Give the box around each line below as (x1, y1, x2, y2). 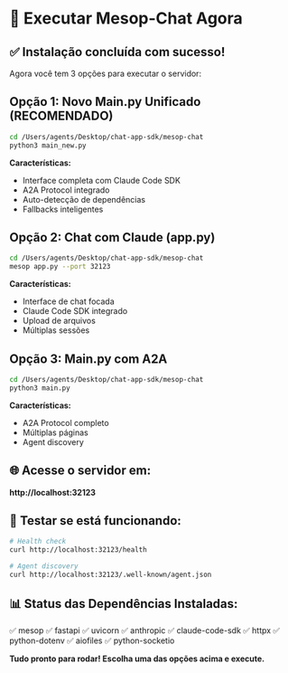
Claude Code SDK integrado (22, 306, 128, 317)
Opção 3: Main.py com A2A (9, 351, 168, 366)
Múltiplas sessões (22, 325, 90, 336)
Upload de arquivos (22, 316, 97, 327)
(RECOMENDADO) (9, 109, 114, 124)
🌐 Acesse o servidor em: (9, 463, 152, 479)
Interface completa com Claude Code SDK (22, 175, 181, 185)
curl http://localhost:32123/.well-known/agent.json (9, 570, 212, 579)
